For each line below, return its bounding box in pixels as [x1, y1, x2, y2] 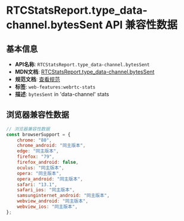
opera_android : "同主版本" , [17, 176, 84, 182]
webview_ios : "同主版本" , [17, 204, 78, 210]
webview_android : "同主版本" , [17, 198, 88, 204]
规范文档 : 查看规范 [14, 76, 60, 82]
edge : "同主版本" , [17, 148, 59, 154]
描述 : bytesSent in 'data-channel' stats [14, 91, 109, 97]
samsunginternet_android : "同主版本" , [17, 192, 110, 199]
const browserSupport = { [6, 131, 70, 137]
